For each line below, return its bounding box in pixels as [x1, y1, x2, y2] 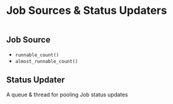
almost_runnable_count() [15, 58, 78, 64]
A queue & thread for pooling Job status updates [6, 91, 129, 98]
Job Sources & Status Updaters [6, 4, 168, 18]
